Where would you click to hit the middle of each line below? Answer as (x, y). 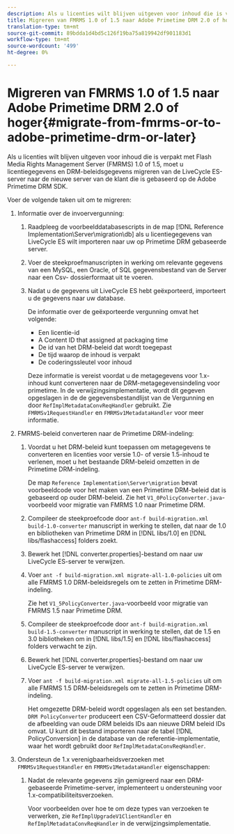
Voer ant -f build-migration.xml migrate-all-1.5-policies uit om (125, 680)
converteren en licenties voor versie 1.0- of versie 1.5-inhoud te (118, 454)
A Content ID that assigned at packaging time (103, 340)
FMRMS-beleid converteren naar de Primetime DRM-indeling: (106, 433)
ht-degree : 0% (28, 53)
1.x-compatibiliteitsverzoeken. (70, 795)
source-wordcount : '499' (43, 46)
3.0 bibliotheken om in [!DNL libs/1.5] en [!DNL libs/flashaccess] (119, 638)
